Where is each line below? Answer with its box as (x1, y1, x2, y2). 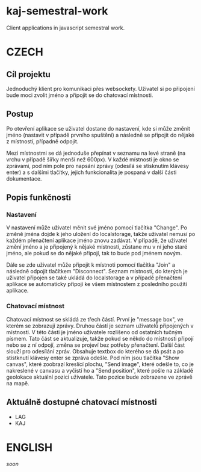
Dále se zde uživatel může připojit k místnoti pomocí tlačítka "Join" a (6, 261, 176, 269)
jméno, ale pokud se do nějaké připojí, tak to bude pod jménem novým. (6, 250, 182, 257)
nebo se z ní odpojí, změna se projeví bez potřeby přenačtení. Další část (6, 341, 185, 349)
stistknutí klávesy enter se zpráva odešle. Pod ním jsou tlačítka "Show (6, 354, 179, 361)
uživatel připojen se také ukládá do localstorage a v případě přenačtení (6, 274, 182, 281)
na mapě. (6, 379, 29, 387)
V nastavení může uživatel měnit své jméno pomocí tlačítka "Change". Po (6, 224, 188, 231)
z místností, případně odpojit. (6, 137, 79, 145)
